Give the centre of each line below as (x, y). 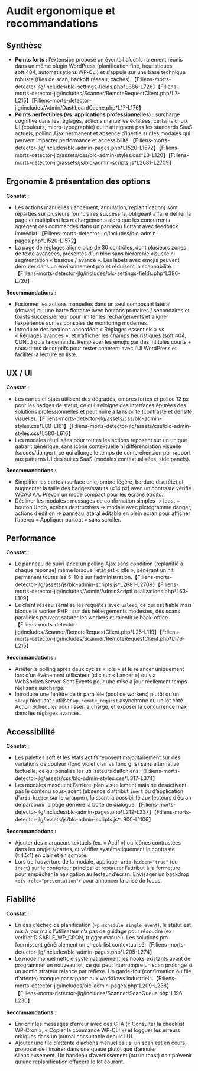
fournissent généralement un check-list (63, 945)
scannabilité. (157, 266)
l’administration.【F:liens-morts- (133, 577)
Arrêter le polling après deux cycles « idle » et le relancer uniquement (99, 669)
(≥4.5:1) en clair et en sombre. (51, 855)
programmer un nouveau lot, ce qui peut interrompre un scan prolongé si (103, 965)
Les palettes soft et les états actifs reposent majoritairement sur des (98, 757)
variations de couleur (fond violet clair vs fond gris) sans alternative (97, 764)
